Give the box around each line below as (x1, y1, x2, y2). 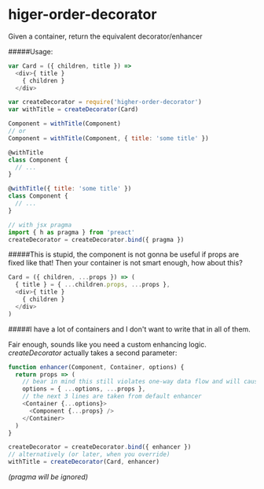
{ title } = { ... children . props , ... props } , (15, 281, 170, 289)
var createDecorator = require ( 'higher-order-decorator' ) (8, 98, 202, 106)
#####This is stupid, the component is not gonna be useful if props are (8, 250, 240, 259)
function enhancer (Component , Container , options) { (8, 363, 185, 371)
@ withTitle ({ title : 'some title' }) (8, 185, 132, 193)
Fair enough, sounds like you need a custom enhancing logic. (8, 339, 207, 349)
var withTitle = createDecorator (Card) (8, 106, 139, 113)
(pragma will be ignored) (8, 472, 89, 482)
